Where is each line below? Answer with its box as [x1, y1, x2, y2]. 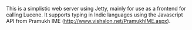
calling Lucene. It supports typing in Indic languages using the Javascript [6, 11, 183, 18]
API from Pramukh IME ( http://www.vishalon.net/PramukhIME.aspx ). [6, 18, 171, 24]
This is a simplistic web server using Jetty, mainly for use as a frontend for [6, 5, 186, 12]
